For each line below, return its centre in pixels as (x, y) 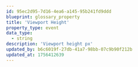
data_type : (19, 33)
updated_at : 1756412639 (35, 55)
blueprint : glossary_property (43, 17)
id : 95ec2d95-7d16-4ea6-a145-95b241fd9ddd (59, 11)
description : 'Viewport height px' (50, 44)
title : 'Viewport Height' (38, 22)
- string (22, 38)
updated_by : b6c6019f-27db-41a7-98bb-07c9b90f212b (69, 50)
